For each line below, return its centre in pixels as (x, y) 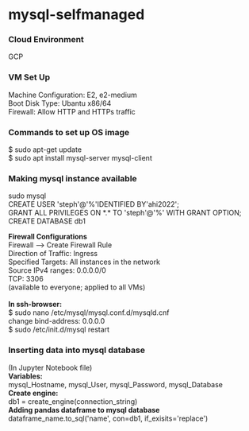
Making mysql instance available (73, 179)
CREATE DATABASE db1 (47, 221)
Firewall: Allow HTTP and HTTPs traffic (72, 111)
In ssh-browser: (35, 305)
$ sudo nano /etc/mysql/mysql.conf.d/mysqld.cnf (89, 313)
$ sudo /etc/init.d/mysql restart (59, 330)
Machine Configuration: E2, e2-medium (73, 95)
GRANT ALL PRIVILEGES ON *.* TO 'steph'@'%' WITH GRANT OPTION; (125, 213)
